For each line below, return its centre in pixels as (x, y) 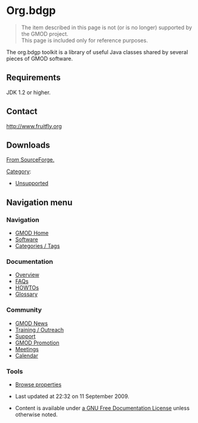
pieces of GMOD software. (39, 58)
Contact (22, 112)
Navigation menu (39, 202)
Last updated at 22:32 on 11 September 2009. (72, 396)
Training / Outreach (39, 329)
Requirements (33, 77)
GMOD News (31, 323)
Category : (19, 171)
